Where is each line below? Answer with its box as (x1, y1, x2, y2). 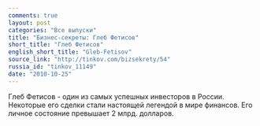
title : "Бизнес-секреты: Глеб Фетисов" (8, 33, 139, 42)
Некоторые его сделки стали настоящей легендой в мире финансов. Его (8, 100, 253, 109)
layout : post (8, 19, 51, 27)
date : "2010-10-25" (8, 70, 72, 78)
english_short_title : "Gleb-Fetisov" (8, 48, 132, 56)
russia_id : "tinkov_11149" (8, 63, 97, 71)
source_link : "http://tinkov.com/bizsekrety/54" (8, 56, 171, 64)
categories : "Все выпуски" (8, 26, 97, 34)
